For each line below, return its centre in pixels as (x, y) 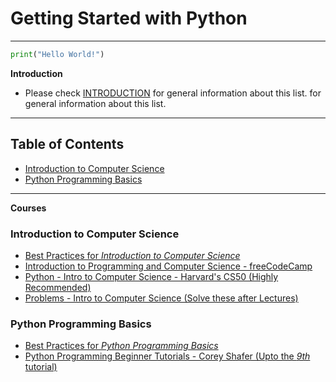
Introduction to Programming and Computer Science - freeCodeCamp (168, 266)
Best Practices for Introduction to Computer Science (132, 255)
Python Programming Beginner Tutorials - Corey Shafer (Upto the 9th (167, 356)
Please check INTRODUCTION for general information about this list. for (173, 93)
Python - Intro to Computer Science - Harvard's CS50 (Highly (151, 276)
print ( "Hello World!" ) (57, 54)
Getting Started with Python (129, 18)
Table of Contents (67, 144)
